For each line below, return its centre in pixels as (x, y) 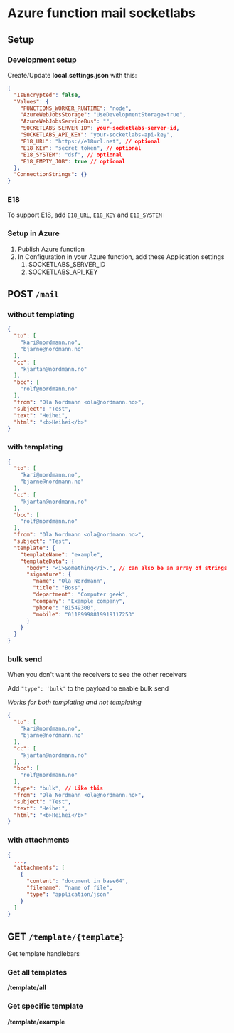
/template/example (36, 1022)
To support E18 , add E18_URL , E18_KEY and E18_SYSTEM (85, 215)
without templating (41, 314)
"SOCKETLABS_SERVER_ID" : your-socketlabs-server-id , (100, 128)
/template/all (27, 988)
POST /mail (33, 294)
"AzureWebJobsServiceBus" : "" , (67, 122)
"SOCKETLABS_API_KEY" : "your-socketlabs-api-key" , (97, 135)
